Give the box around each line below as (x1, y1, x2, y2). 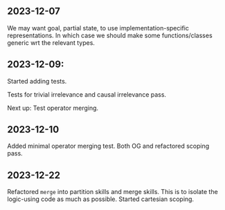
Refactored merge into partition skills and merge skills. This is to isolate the (7, 188, 218, 196)
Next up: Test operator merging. (7, 104, 99, 112)
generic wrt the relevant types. (7, 38, 96, 47)
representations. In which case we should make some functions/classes (7, 31, 213, 39)
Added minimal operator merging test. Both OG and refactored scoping (7, 142, 210, 151)
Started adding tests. (7, 77, 67, 85)
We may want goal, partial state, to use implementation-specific (7, 23, 189, 32)
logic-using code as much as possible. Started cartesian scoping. (7, 195, 195, 203)
